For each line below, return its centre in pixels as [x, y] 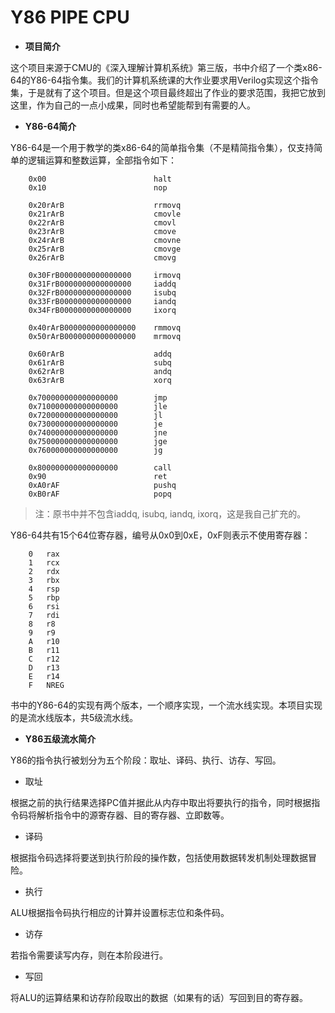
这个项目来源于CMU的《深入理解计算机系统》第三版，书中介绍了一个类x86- [166, 67]
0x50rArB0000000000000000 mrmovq [105, 336]
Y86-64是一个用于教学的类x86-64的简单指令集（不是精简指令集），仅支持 [162, 147]
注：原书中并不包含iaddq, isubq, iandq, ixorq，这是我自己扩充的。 [170, 513]
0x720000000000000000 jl [95, 415]
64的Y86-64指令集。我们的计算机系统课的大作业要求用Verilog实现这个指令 [165, 80]
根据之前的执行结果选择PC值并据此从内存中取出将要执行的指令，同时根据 [161, 802]
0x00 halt [100, 179]
